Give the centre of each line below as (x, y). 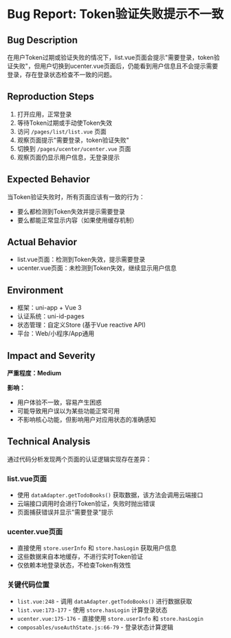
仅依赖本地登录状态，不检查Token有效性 (74, 565)
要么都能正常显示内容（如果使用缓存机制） (77, 220)
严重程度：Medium (34, 373)
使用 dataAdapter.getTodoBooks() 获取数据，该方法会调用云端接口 (110, 495)
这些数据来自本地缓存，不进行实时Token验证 (80, 557)
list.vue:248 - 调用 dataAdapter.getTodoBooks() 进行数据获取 (104, 601)
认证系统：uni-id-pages (51, 316)
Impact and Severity (51, 356)
